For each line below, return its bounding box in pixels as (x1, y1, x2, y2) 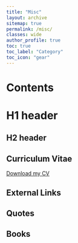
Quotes (6, 208, 35, 219)
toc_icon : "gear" (6, 54, 50, 60)
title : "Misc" (6, 9, 42, 15)
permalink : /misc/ (6, 26, 53, 32)
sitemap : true (6, 20, 42, 26)
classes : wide (6, 32, 42, 38)
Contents (6, 81, 54, 95)
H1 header (6, 109, 58, 122)
